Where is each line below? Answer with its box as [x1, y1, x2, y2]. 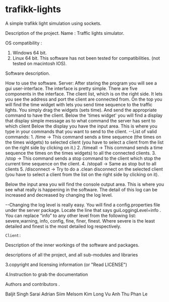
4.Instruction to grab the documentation [5, 271, 88, 277]
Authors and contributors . [5, 281, 60, 287]
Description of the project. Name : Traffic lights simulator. [5, 30, 125, 36]
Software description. [5, 70, 50, 76]
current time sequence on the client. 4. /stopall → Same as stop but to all [5, 160, 156, 166]
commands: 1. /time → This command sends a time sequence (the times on [5, 134, 161, 140]
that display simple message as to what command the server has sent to [5, 117, 156, 123]
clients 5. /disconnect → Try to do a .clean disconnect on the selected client [5, 166, 163, 172]
